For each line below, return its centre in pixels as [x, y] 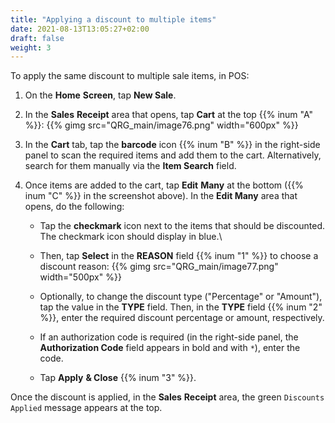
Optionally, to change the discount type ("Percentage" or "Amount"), [181, 297]
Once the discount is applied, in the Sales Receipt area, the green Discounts [167, 397]
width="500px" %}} [80, 277]
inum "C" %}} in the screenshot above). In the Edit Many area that [161, 196]
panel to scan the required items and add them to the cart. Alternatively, [173, 155]
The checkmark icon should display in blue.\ [131, 237]
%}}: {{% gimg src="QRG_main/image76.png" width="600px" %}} [161, 125]
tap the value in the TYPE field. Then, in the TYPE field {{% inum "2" [181, 307]
